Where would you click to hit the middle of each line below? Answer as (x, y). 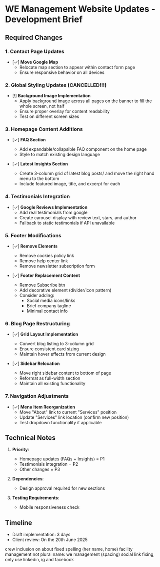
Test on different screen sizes (49, 116)
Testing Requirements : (36, 498)
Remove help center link (44, 261)
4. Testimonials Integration (38, 197)
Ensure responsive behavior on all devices (62, 72)
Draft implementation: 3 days (41, 535)
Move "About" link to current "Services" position (68, 412)
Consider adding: (37, 295)
